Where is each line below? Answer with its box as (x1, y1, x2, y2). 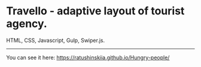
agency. (6, 17, 48, 31)
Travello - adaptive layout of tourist (6, 4, 185, 18)
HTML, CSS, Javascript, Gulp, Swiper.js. (6, 36, 105, 44)
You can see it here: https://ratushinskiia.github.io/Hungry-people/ (6, 54, 170, 61)
